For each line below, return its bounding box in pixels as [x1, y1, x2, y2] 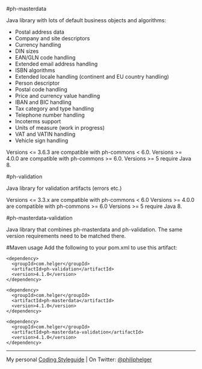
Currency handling [14, 41, 61, 48]
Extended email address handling [14, 60, 98, 67]
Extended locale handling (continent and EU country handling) [14, 73, 170, 80]
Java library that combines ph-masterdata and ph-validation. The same [6, 226, 183, 233]
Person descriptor [14, 79, 60, 87]
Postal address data [14, 28, 65, 35]
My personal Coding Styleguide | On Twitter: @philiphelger [6, 356, 152, 363]
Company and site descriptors [14, 35, 90, 41]
